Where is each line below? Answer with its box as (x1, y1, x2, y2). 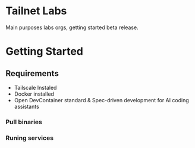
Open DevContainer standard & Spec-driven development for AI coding (14, 96, 190, 103)
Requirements (5, 68, 59, 78)
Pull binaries (5, 118, 43, 126)
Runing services (5, 134, 54, 142)
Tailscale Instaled (14, 84, 57, 91)
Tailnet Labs (5, 4, 67, 18)
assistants (14, 103, 39, 110)
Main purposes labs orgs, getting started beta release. (5, 24, 139, 31)
